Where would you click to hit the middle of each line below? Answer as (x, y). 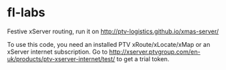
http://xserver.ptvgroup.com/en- (155, 52)
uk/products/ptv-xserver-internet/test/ (61, 58)
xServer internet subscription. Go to (57, 52)
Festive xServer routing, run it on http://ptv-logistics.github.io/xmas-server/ (113, 31)
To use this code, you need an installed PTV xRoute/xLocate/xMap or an (109, 44)
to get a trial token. (143, 58)
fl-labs (26, 13)
